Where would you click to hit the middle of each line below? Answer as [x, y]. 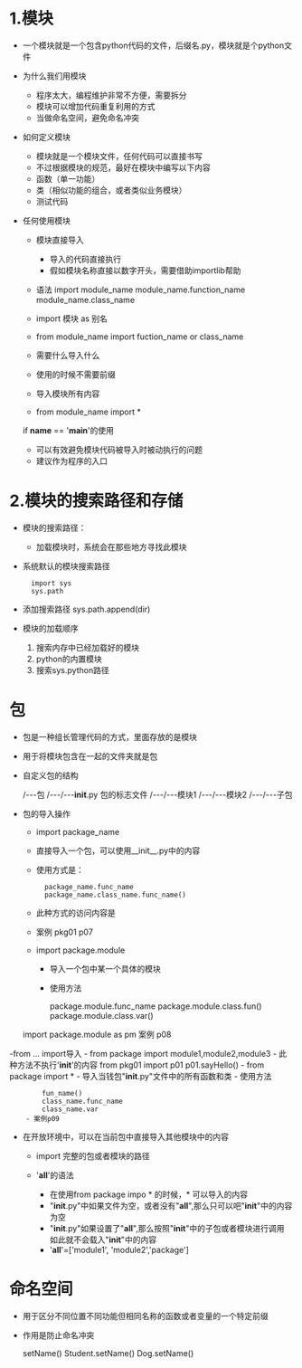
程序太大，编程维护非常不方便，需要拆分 [111, 95]
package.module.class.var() [101, 1015]
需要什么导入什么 [68, 355]
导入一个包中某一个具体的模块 [105, 968]
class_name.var [71, 1109]
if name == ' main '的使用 [68, 430]
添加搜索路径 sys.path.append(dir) [86, 609]
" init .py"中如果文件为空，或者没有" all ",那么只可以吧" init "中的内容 [171, 1205]
